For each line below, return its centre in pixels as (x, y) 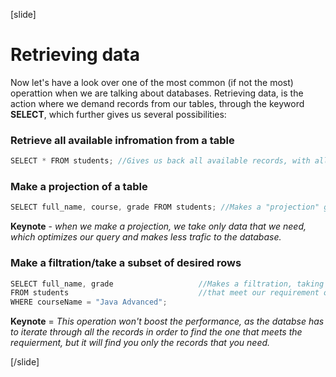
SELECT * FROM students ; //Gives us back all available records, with (160, 161)
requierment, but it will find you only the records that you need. (140, 343)
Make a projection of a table (79, 187)
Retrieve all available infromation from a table (122, 140)
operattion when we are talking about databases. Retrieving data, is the (157, 93)
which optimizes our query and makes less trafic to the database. (146, 237)
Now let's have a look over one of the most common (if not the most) (152, 82)
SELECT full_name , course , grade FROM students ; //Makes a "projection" (165, 207)
